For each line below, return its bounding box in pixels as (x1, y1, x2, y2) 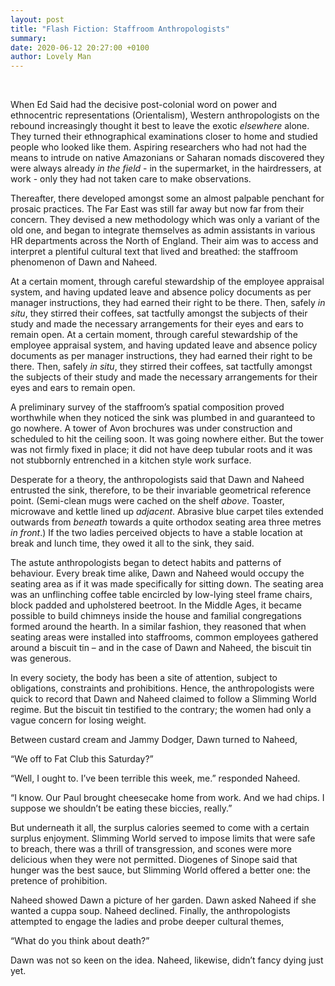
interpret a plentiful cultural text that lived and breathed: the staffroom (10, 246, 298, 258)
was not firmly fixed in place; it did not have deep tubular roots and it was (10, 444, 313, 456)
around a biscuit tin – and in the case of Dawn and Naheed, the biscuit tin (10, 642, 312, 654)
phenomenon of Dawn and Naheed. (10, 256, 158, 268)
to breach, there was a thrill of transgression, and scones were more (10, 843, 292, 855)
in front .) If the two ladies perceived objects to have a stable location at (10, 527, 303, 539)
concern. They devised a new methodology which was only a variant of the (10, 214, 320, 226)
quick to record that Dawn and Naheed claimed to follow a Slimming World (10, 693, 317, 705)
